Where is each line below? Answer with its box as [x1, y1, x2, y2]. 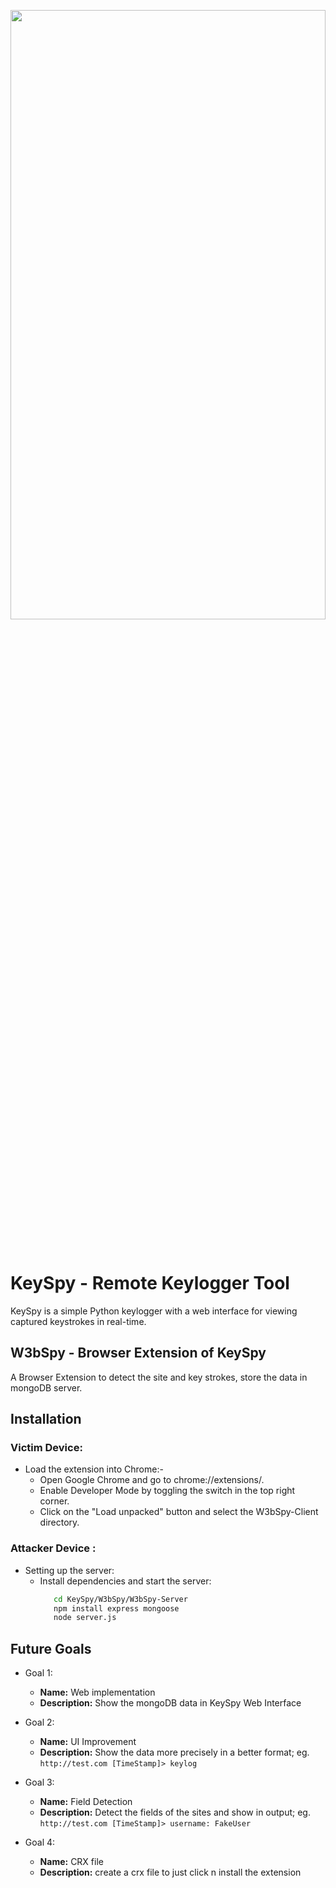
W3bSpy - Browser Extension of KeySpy [10, 1345, 267, 1362]
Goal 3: [24, 1776, 55, 1789]
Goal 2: [24, 1716, 55, 1729]
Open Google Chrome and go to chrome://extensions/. [39, 1474, 265, 1486]
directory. [39, 1516, 80, 1529]
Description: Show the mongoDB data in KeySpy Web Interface [39, 1697, 302, 1709]
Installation [10, 1411, 82, 1428]
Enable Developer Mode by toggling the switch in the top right [39, 1485, 296, 1497]
